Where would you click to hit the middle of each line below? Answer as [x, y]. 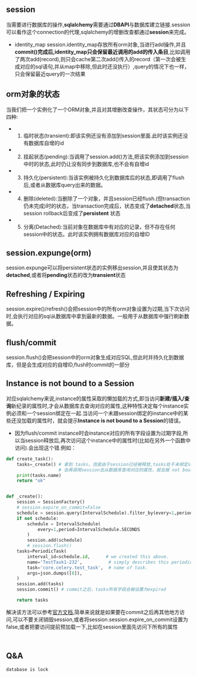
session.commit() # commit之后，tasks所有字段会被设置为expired [91, 590]
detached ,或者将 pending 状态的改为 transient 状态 [66, 275]
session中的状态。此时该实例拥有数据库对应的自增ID [86, 234]
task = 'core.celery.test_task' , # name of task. [88, 568]
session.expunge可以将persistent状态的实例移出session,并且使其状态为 [92, 268]
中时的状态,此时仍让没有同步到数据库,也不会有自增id [86, 164]
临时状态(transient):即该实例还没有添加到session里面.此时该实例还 [103, 135]
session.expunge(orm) [49, 253]
